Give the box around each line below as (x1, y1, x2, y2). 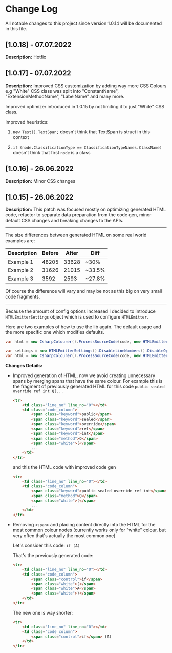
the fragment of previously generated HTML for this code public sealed (12, 383, 165, 389)
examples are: (5, 238, 35, 244)
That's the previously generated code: (12, 552, 94, 559)
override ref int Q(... (12, 388, 64, 394)
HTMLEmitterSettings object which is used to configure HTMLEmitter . (5, 314, 148, 320)
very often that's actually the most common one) (12, 532, 116, 539)
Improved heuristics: (5, 118, 49, 125)
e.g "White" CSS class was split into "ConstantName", (5, 88, 119, 94)
